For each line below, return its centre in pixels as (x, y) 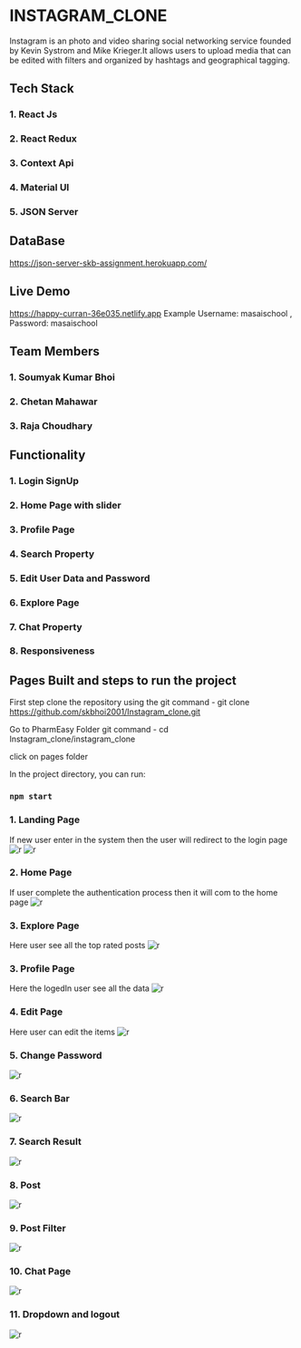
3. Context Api (42, 163)
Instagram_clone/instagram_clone (73, 739)
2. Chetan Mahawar (53, 402)
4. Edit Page (36, 1012)
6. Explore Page (44, 602)
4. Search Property (52, 554)
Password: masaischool (53, 323)
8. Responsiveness (52, 651)
